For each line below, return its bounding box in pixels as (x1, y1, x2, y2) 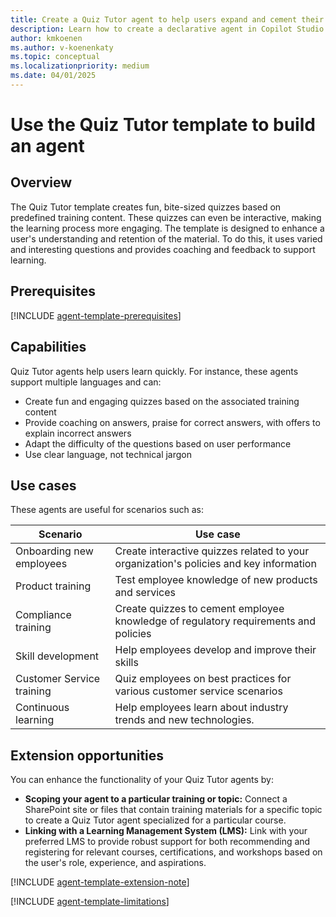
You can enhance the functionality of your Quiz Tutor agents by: (10, 774, 275, 786)
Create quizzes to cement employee (114, 602, 285, 616)
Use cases (10, 477, 77, 494)
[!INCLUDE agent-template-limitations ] (10, 896, 170, 908)
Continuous (15, 701, 70, 715)
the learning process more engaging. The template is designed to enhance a (10, 222, 325, 234)
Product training (15, 579, 92, 593)
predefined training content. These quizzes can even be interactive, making (10, 211, 322, 223)
